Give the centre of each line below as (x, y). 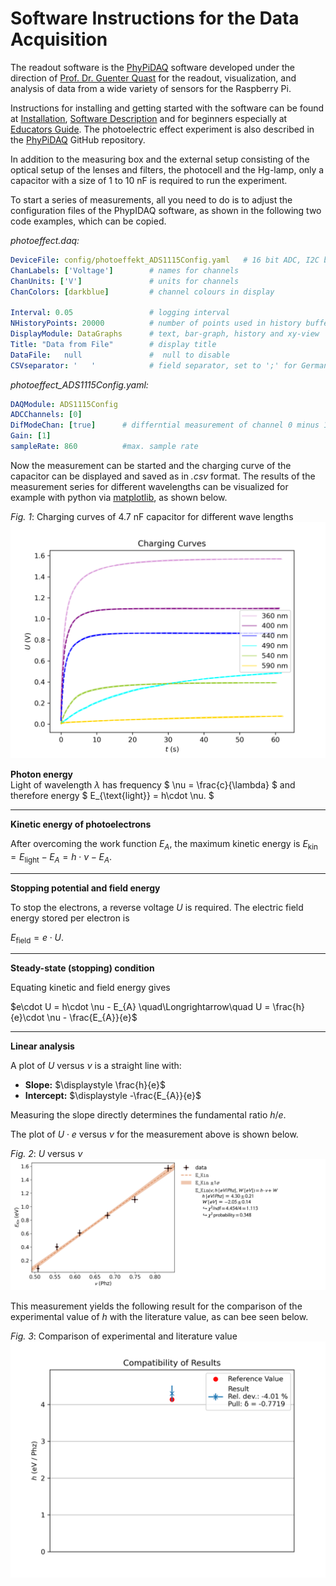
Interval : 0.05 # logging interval (120, 313)
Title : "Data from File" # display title (113, 344)
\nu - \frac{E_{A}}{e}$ (92, 1018)
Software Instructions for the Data (155, 18)
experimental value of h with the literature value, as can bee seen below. (159, 1316)
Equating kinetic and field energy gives (90, 988)
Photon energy (42, 774)
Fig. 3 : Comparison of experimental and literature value (124, 1336)
